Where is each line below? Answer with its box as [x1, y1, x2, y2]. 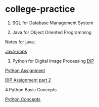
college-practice [5, 3, 75, 15]
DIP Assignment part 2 [5, 77, 51, 83]
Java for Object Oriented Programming [12, 29, 92, 35]
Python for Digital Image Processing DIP [12, 58, 94, 64]
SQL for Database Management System [12, 20, 93, 26]
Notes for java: [5, 38, 35, 45]
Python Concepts [5, 96, 41, 102]
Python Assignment [5, 68, 46, 73]
